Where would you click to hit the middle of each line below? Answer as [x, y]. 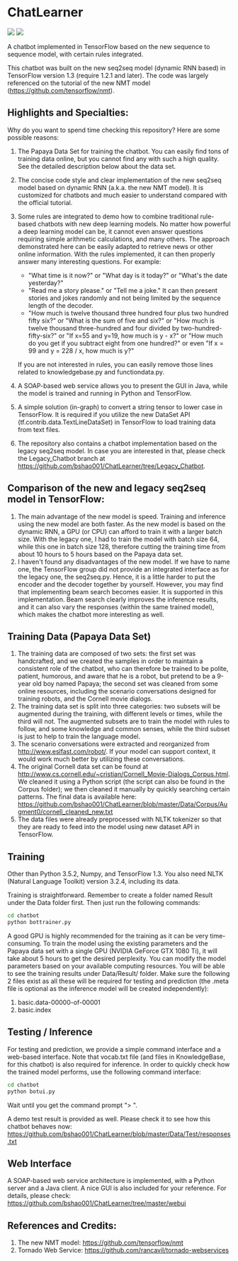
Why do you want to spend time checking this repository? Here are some [114, 130]
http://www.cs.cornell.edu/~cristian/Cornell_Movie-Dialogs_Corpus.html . [124, 774]
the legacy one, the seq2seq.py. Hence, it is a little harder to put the [117, 577]
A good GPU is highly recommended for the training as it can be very [108, 935]
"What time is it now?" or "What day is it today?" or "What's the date [128, 275]
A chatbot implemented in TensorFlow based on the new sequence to [109, 46]
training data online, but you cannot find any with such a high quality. [118, 159]
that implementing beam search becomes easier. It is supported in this [120, 591]
